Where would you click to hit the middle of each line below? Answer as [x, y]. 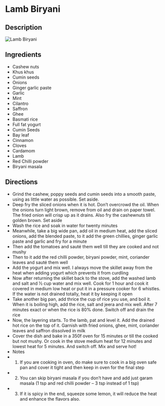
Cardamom [24, 151]
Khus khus [23, 72]
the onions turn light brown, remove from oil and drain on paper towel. [84, 210]
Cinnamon [23, 140]
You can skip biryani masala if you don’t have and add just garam [86, 378]
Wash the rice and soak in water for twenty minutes [65, 226]
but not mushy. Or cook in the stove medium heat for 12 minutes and [82, 341]
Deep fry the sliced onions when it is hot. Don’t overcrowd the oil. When [86, 204]
